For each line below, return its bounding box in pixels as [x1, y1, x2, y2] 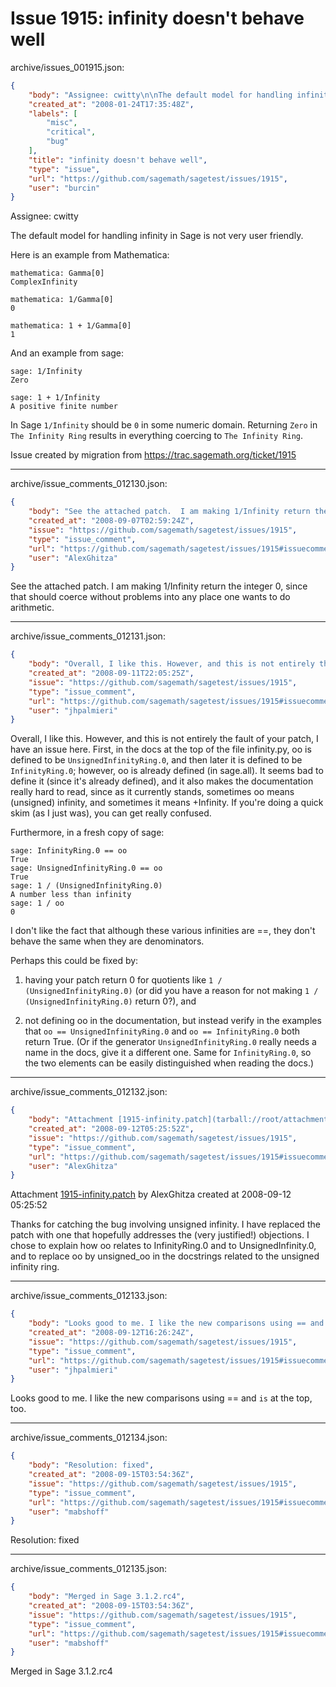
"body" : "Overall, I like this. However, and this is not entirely [28, 659, 315, 669]
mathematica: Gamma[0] [10, 268, 105, 279]
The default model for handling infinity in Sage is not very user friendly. [10, 230, 304, 242]
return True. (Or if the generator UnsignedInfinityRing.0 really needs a [24, 1036, 317, 1048]
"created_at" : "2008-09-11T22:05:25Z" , [28, 668, 195, 679]
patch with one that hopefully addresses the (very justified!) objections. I [10, 1229, 310, 1241]
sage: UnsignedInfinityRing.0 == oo [10, 863, 163, 874]
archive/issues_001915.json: [10, 61, 125, 73]
